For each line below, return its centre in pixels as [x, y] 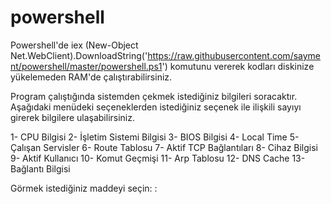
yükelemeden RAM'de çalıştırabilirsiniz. [91, 77]
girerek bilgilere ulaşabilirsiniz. [73, 117]
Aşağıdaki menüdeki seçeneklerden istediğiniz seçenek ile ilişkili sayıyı [156, 107]
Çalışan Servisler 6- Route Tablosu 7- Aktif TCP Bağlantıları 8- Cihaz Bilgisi [164, 147]
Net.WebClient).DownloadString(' [79, 55]
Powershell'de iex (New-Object [74, 45]
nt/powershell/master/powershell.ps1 [86, 66]
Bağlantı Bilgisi [40, 168]
